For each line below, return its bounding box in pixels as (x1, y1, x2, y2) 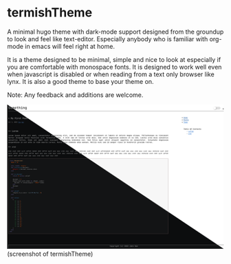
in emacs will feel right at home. (25, 42, 115, 50)
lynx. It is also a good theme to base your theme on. (7, 77, 154, 85)
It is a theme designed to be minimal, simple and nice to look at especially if (7, 55, 221, 63)
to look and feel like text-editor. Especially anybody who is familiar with (7, 34, 208, 43)
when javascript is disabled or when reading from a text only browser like (7, 70, 214, 78)
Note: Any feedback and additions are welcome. (7, 91, 144, 99)
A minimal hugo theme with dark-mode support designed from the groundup (7, 27, 224, 36)
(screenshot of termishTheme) (7, 250, 93, 258)
